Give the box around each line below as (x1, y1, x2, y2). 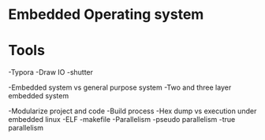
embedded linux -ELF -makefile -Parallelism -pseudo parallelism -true (8, 115, 236, 124)
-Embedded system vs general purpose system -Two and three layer (8, 83, 232, 92)
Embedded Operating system (8, 6, 204, 24)
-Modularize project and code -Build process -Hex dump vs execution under (8, 106, 257, 116)
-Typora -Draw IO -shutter (8, 68, 93, 77)
